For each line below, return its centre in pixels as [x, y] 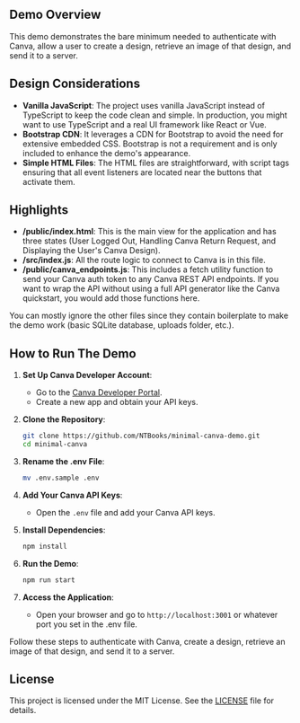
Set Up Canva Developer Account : [87, 375]
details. [23, 710]
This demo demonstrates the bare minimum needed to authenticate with [143, 36]
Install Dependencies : [64, 530]
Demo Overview [55, 15]
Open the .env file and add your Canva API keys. [125, 512]
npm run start [49, 580]
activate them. [49, 181]
